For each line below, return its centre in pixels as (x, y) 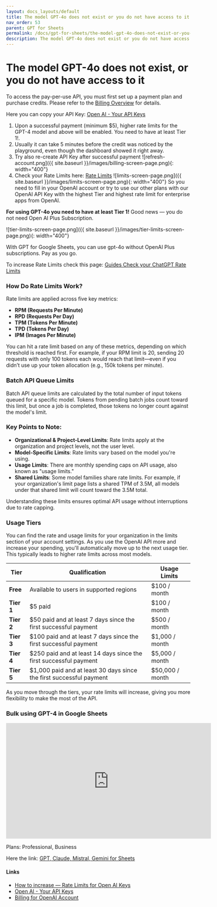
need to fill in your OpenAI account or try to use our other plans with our (101, 188)
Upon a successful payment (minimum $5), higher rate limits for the (96, 125)
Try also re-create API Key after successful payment (77, 157)
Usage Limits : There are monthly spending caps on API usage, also (96, 465)
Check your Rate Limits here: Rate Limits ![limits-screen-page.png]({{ (98, 175)
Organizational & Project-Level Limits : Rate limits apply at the (89, 440)
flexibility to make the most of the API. (52, 699)
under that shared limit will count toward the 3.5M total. (81, 490)
